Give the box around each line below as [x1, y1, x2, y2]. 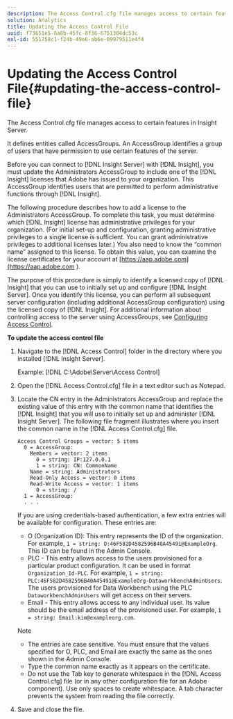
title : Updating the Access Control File [7, 23, 129, 30]
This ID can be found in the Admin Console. [27, 547, 153, 555]
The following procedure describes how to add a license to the [7, 203, 187, 212]
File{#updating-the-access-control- [7, 81, 221, 97]
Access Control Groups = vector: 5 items [17, 438, 139, 445]
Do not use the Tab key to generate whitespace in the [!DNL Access [27, 670, 222, 678]
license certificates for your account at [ [7, 255, 122, 264]
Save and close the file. [17, 705, 85, 713]
